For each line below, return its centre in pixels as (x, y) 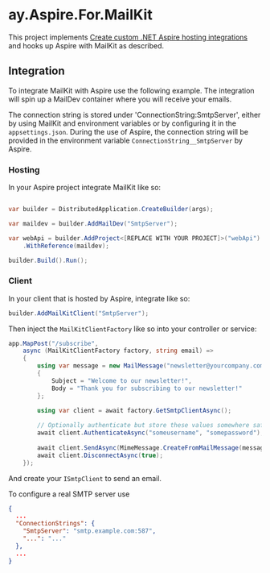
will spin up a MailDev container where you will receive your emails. (120, 99)
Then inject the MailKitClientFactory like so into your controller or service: (133, 329)
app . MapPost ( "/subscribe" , (53, 343)
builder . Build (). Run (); (48, 260)
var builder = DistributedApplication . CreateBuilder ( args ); (111, 210)
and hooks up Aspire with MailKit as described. (86, 45)
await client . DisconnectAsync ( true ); (100, 455)
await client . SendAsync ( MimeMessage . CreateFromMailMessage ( (140, 448)
